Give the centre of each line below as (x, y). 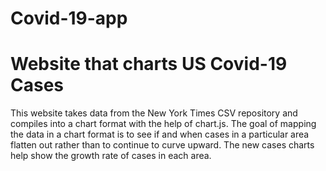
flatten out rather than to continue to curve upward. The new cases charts (162, 145)
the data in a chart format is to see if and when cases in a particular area (160, 134)
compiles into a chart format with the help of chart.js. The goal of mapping (163, 124)
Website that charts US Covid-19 (149, 64)
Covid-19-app (69, 18)
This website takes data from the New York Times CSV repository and (154, 113)
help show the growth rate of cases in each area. (111, 156)
